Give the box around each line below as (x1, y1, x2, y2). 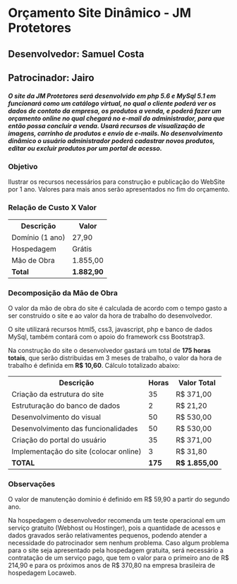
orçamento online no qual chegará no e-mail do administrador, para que (8, 114, 225, 123)
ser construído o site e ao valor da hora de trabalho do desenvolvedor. (8, 311, 212, 320)
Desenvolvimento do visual (11, 412, 102, 422)
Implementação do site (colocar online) (11, 446, 142, 456)
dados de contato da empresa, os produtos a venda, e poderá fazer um (8, 106, 221, 115)
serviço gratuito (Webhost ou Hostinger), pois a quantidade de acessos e (8, 523, 221, 533)
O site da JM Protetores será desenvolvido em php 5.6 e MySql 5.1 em (8, 92, 217, 100)
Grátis (72, 244, 92, 254)
